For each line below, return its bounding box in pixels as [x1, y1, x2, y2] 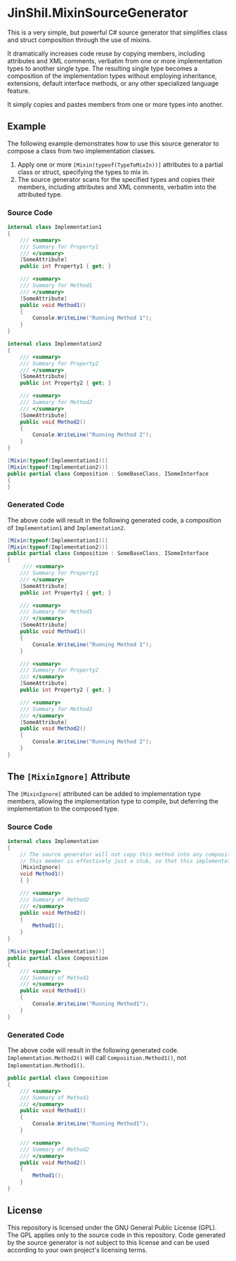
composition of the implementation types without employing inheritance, [7, 72, 218, 80]
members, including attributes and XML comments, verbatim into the [17, 183, 216, 191]
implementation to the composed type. [7, 804, 119, 813]
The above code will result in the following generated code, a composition [7, 516, 221, 524]
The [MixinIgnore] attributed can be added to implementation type [7, 789, 202, 798]
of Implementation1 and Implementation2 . [7, 523, 126, 532]
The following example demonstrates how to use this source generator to [7, 139, 219, 148]
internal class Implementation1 [7, 223, 102, 231]
